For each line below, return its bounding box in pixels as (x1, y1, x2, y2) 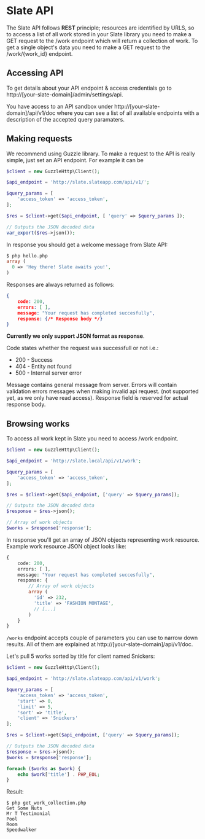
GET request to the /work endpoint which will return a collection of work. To (6, 37, 198, 44)
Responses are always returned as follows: (6, 281, 115, 289)
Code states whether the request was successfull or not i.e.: (6, 345, 159, 352)
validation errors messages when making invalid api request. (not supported (6, 388, 199, 395)
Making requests (6, 133, 72, 144)
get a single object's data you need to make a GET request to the (6, 44, 171, 51)
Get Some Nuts (6, 805, 43, 811)
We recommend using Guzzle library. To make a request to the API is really (6, 150, 195, 157)
